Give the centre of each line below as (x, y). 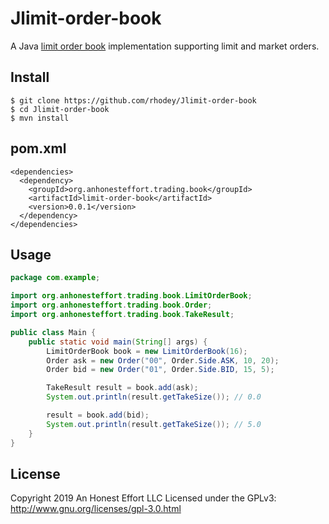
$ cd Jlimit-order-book (60, 109)
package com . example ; (55, 278)
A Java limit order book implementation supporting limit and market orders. (165, 46)
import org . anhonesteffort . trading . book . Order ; (111, 305)
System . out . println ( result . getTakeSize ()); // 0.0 (154, 397)
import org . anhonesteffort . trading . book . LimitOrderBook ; (131, 296)
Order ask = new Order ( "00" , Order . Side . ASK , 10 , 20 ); (163, 360)
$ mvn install (40, 118)
